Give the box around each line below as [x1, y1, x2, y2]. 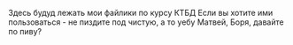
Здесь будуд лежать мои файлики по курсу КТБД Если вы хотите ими [8, 8, 274, 18]
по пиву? [8, 26, 42, 36]
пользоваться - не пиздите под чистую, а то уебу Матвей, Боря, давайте [8, 17, 284, 27]
